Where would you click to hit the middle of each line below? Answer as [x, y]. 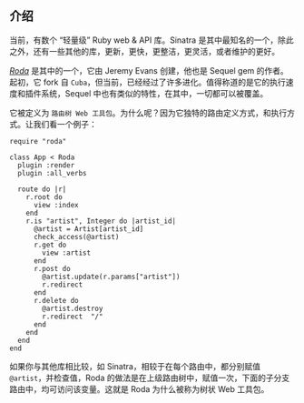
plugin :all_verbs [53, 173]
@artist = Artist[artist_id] [88, 229]
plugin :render [46, 165]
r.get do [50, 245]
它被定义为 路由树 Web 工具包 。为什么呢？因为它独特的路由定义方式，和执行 [148, 113]
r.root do [44, 197]
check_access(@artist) [76, 237]
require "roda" [38, 141]
